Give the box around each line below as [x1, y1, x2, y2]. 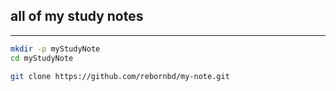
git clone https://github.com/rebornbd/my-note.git [10, 71, 230, 81]
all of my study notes [10, 8, 144, 25]
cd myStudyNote [10, 53, 74, 63]
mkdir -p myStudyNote [10, 44, 101, 54]
